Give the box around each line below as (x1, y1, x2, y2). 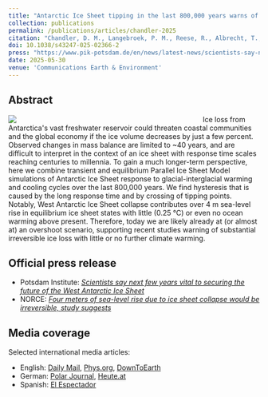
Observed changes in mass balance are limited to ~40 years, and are (8, 140, 235, 149)
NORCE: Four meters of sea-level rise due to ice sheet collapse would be (19, 295, 260, 304)
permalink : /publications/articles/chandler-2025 (8, 26, 177, 34)
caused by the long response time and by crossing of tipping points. (8, 191, 233, 200)
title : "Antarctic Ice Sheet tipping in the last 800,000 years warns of (8, 11, 259, 20)
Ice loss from (203, 114, 246, 124)
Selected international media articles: (8, 347, 131, 357)
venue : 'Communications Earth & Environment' (8, 64, 162, 72)
